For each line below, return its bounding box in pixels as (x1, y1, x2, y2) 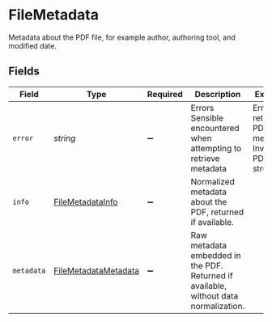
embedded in (190, 249, 241, 261)
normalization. (190, 300, 245, 311)
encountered (190, 122, 240, 133)
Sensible (190, 112, 224, 123)
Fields (8, 65, 40, 78)
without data (190, 290, 239, 301)
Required (147, 88, 184, 100)
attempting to (190, 142, 242, 154)
